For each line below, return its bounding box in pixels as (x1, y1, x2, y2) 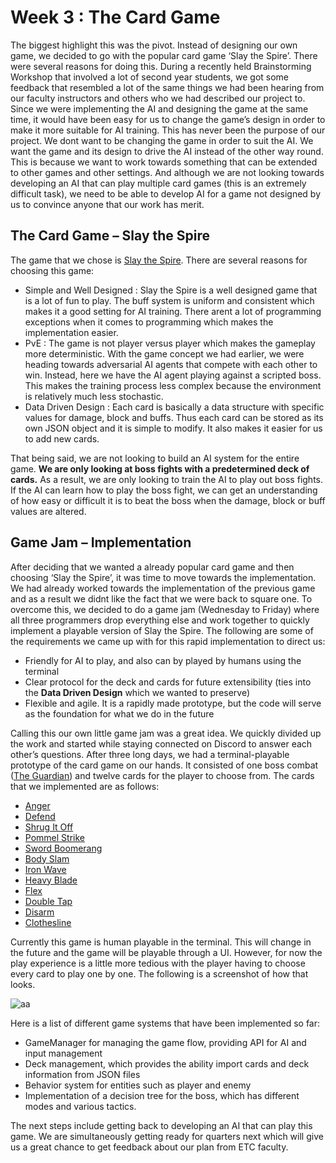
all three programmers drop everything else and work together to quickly (10, 614, 310, 626)
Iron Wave (24, 863, 67, 875)
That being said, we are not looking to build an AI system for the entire (10, 452, 300, 464)
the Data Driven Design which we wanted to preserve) (24, 686, 251, 698)
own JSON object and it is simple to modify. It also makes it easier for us (24, 422, 323, 434)
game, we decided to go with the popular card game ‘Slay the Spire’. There (10, 49, 318, 61)
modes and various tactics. (24, 1100, 137, 1112)
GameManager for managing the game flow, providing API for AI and (24, 1036, 307, 1048)
